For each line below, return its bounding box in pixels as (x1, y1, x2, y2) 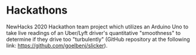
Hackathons (6, 4, 68, 17)
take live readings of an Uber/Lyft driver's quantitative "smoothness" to (6, 29, 181, 36)
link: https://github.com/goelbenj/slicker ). (6, 42, 108, 49)
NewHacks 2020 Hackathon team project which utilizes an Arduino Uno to (6, 23, 189, 30)
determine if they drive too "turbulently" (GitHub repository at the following (6, 35, 190, 43)
